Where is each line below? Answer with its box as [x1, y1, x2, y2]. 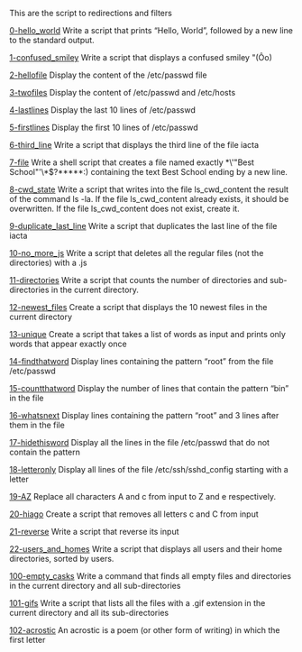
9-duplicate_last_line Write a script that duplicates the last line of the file [9, 221, 278, 231]
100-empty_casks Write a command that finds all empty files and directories [9, 571, 291, 581]
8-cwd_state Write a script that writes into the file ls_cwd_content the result [9, 184, 289, 195]
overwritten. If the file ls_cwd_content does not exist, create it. [9, 203, 241, 214]
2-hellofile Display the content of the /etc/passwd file [9, 69, 207, 80]
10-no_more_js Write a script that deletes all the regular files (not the [9, 248, 264, 258]
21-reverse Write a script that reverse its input [9, 527, 179, 537]
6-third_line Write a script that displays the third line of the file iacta [9, 140, 260, 150]
